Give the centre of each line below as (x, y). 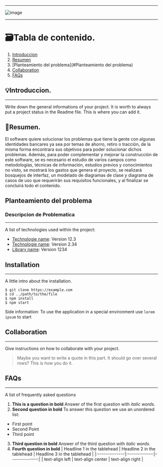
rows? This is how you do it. (45, 363)
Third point (23, 434)
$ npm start (17, 303)
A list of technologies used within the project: (50, 230)
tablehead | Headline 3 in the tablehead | (53, 454)
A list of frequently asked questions (41, 395)
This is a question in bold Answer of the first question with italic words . (83, 404)
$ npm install (19, 299)
